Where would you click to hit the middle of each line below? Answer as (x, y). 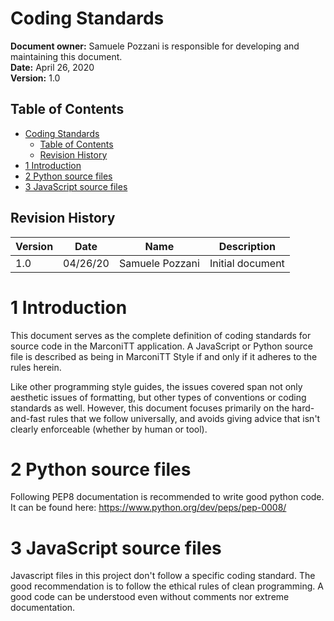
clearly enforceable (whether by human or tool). (109, 429)
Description (247, 246)
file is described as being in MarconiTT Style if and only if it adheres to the (164, 356)
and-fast (28, 418)
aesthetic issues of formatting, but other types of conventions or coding (158, 397)
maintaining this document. (66, 56)
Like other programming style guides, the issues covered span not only (156, 386)
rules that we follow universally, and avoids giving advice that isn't (184, 418)
